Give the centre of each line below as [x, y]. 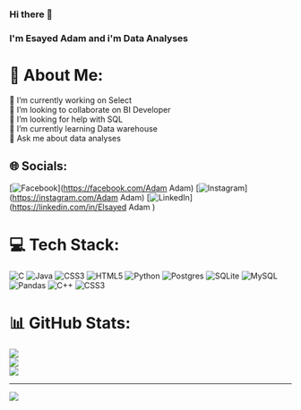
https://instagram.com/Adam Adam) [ [81, 197]
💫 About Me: [56, 76]
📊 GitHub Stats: [70, 323]
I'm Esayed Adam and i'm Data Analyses [99, 38]
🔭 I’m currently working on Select [71, 100]
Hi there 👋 [31, 14]
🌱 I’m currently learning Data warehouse [84, 128]
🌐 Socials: [39, 166]
